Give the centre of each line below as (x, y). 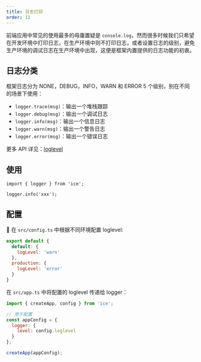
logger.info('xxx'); (32, 194)
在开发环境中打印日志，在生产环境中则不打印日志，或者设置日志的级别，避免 (100, 42)
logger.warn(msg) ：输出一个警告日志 (60, 129)
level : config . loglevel (47, 331)
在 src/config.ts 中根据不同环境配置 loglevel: (65, 229)
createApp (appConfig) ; (34, 353)
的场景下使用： (25, 94)
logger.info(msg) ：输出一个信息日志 (60, 121)
